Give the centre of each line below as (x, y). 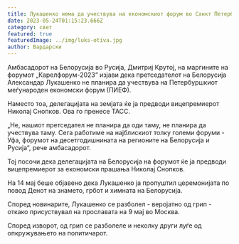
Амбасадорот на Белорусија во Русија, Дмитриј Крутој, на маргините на (118, 67)
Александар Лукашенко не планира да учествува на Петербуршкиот (113, 82)
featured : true (30, 34)
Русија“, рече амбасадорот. (49, 148)
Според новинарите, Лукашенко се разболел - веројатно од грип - (110, 204)
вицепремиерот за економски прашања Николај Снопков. (96, 169)
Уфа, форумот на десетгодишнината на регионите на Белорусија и (108, 140)
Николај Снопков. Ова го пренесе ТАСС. (69, 111)
